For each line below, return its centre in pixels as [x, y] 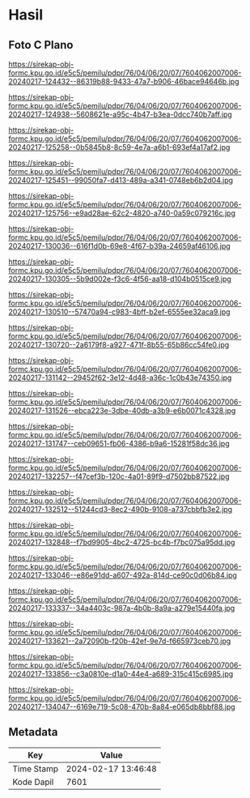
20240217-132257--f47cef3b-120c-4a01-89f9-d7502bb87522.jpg [119, 476]
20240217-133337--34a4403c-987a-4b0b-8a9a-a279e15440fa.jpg [122, 608]
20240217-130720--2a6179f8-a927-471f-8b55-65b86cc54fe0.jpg [119, 345]
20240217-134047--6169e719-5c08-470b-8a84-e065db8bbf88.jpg [122, 707]
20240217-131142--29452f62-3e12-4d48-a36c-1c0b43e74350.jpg [120, 378]
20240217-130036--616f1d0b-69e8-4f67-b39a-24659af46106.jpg [119, 246]
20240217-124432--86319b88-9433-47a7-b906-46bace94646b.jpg [124, 81]
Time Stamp [36, 769]
